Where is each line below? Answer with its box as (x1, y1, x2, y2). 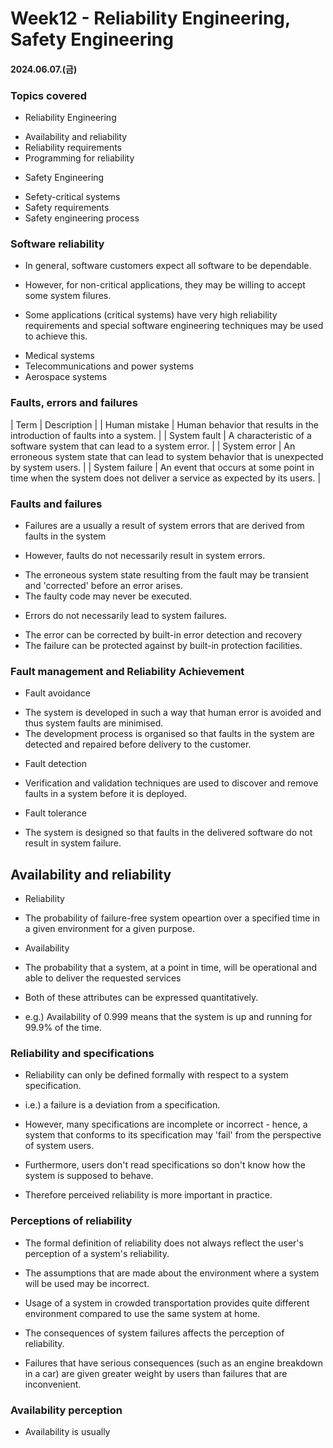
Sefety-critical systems (24, 191, 121, 203)
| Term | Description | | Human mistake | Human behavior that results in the (10, 418, 320, 431)
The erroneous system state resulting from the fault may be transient (24, 568, 310, 581)
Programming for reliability (24, 152, 135, 164)
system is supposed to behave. (24, 1170, 154, 1182)
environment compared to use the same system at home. (24, 1307, 261, 1319)
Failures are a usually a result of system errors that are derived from (24, 519, 305, 531)
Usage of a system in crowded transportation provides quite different (24, 1297, 310, 1309)
